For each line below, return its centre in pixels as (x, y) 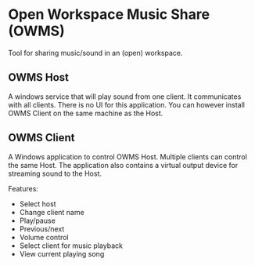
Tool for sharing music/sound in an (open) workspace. (95, 53)
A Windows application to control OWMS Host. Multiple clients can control (128, 157)
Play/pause (38, 220)
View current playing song (62, 253)
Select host (38, 204)
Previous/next (42, 228)
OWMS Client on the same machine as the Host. (86, 113)
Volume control (44, 237)
